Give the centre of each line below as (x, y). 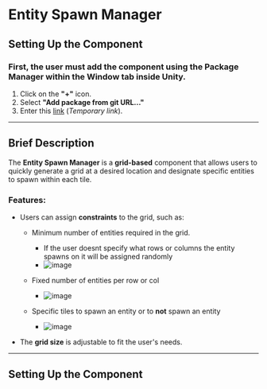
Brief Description (51, 144)
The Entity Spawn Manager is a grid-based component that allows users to (133, 162)
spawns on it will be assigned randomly (108, 256)
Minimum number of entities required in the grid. (111, 232)
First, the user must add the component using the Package (124, 67)
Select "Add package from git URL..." (82, 102)
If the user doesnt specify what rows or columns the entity (139, 247)
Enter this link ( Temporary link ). (71, 111)
